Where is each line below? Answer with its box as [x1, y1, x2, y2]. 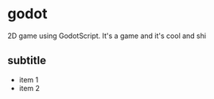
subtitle [7, 54, 47, 67]
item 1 [18, 74, 39, 84]
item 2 [18, 83, 41, 93]
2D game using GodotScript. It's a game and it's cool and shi [7, 31, 207, 40]
